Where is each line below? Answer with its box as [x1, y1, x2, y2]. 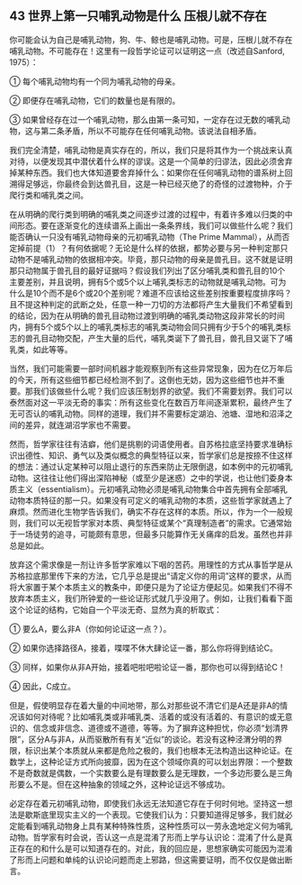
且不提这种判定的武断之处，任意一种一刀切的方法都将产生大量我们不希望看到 [9, 298, 293, 309]
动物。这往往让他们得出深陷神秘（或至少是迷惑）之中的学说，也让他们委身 [9, 472, 285, 483]
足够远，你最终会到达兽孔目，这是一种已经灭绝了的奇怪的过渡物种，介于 [24, 178, 293, 189]
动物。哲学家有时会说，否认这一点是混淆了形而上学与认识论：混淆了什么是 [9, 832, 285, 843]
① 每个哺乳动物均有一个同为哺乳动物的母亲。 [9, 76, 181, 87]
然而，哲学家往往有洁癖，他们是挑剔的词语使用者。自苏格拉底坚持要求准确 [9, 438, 285, 449]
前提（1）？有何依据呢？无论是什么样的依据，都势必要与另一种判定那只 [24, 242, 289, 253]
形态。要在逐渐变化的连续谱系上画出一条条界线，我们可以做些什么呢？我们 [16, 220, 293, 231]
